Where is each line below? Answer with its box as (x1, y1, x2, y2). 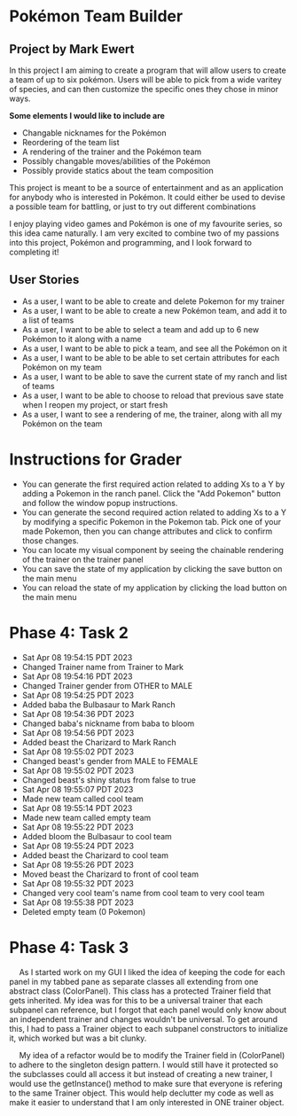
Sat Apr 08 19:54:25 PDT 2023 (21, 690, 135, 700)
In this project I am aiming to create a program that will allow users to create (9, 65, 286, 75)
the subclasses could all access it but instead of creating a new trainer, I (9, 1068, 273, 1079)
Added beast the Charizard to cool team (21, 849, 168, 861)
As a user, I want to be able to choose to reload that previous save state (21, 390, 284, 401)
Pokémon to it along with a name (21, 333, 142, 344)
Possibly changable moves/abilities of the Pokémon (21, 156, 211, 166)
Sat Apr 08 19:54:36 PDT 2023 (21, 708, 135, 719)
